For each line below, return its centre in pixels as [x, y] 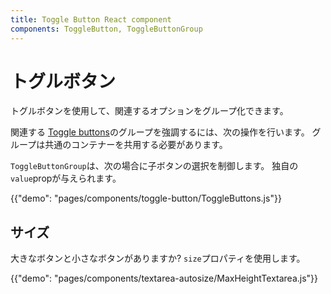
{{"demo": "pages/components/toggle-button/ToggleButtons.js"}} [146, 198]
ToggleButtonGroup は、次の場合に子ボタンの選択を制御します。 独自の [154, 166]
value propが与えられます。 [66, 178]
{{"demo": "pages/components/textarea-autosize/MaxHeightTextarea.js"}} [164, 278]
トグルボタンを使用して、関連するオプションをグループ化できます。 [149, 111]
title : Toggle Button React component [91, 19]
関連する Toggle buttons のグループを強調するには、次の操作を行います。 [160, 132]
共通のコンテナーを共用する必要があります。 [136, 145]
